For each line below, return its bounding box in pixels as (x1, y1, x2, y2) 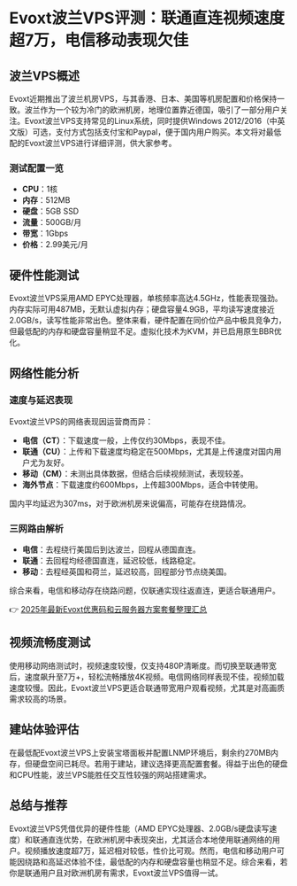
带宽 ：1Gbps (21, 228, 69, 239)
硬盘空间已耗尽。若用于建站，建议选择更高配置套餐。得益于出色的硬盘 (32, 758, 288, 769)
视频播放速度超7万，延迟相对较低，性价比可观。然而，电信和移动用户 (24, 845, 277, 856)
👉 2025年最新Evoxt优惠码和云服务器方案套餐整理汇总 (9, 604, 208, 615)
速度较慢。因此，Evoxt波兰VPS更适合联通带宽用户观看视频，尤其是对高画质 (9, 682, 286, 693)
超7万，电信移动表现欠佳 (9, 30, 189, 51)
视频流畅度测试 (9, 635, 91, 650)
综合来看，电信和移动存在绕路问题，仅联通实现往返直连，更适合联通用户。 (9, 586, 280, 596)
